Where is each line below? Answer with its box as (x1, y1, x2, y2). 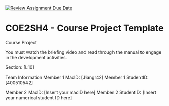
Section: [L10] (5, 64, 34, 70)
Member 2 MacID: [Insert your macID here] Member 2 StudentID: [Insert (5, 89, 156, 95)
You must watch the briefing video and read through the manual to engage (5, 49, 162, 55)
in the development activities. (5, 54, 67, 60)
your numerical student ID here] (5, 94, 72, 101)
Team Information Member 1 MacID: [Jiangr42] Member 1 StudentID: (5, 74, 149, 80)
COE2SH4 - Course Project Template (5, 23, 164, 34)
